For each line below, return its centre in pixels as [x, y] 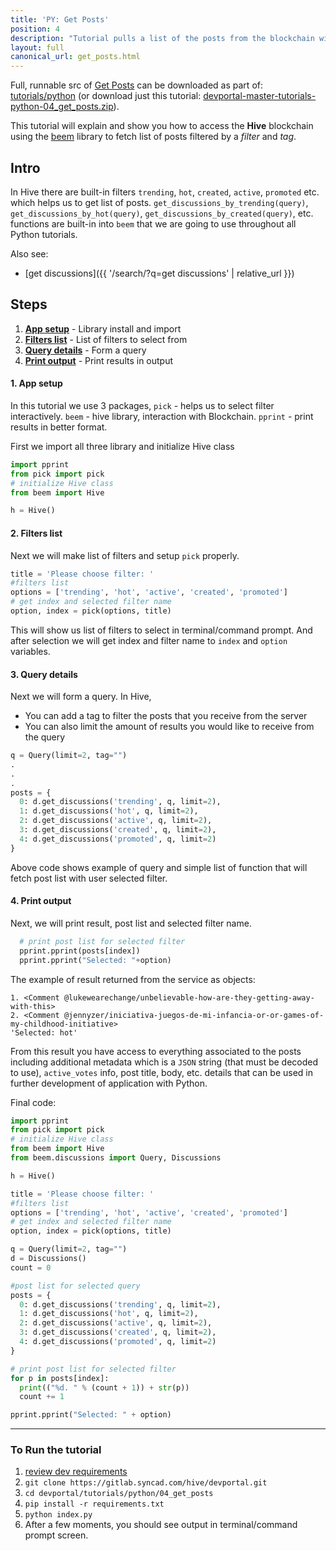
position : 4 [35, 29]
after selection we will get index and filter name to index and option [149, 640]
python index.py [58, 1515]
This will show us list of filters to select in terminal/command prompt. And [161, 630]
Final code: [33, 1102]
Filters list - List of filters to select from [106, 339]
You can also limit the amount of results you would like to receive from [169, 727]
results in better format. [59, 427]
